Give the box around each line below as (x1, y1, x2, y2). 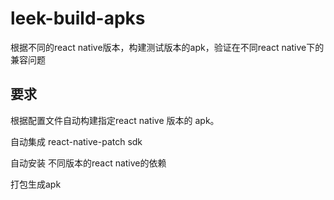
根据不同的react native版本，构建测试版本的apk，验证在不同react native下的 (10, 41, 325, 53)
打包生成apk (10, 178, 62, 190)
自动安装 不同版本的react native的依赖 (10, 157, 167, 169)
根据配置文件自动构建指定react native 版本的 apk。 (10, 114, 220, 126)
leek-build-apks (10, 7, 146, 30)
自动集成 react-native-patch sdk (10, 135, 143, 147)
